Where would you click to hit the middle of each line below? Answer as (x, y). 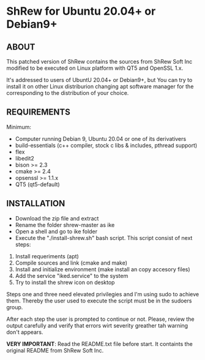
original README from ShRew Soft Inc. (55, 350)
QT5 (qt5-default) (37, 184)
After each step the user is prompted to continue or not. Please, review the (100, 319)
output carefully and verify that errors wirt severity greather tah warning (97, 325)
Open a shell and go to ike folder (56, 231)
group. (15, 307)
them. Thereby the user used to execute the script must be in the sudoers (99, 301)
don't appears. (25, 332)
